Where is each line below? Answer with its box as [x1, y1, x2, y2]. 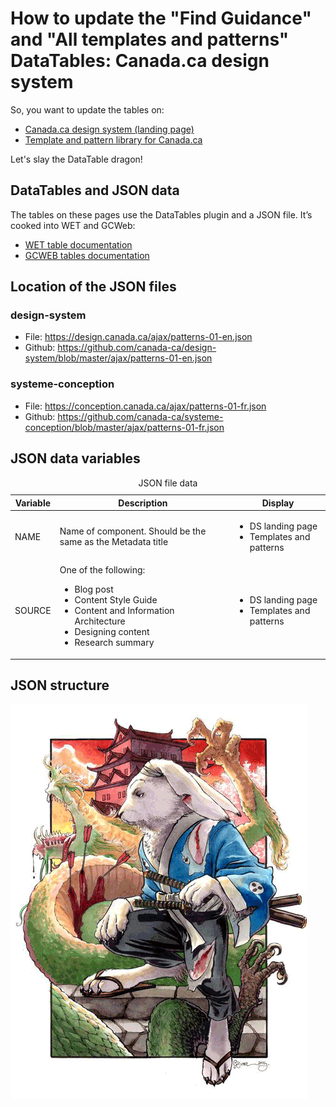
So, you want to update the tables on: [10, 103, 165, 116]
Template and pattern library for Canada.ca [24, 133, 203, 146]
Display [261, 497, 295, 509]
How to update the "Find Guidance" [10, 7, 312, 30]
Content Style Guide [74, 594, 158, 606]
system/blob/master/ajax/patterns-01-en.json [24, 352, 213, 364]
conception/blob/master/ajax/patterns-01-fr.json [24, 421, 225, 433]
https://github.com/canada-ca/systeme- [57, 410, 224, 422]
